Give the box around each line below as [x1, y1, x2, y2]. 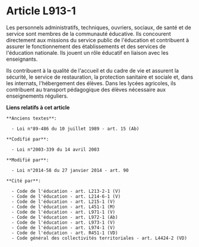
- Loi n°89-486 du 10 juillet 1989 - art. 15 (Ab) [11, 126, 140, 132]
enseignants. [6, 55, 38, 62]
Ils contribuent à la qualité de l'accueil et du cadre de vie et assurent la [6, 67, 179, 74]
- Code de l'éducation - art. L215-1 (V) [11, 198, 116, 205]
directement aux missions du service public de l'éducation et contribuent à [6, 36, 189, 43]
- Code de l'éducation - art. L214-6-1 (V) [11, 193, 121, 199]
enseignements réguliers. [6, 92, 68, 99]
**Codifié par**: [6, 136, 49, 142]
